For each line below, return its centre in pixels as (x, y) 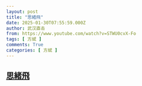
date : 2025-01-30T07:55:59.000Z (46, 23)
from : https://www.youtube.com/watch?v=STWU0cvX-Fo (71, 34)
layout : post (22, 12)
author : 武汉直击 (26, 28)
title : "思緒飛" (25, 17)
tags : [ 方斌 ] (24, 39)
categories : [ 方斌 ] (32, 50)
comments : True (25, 45)
